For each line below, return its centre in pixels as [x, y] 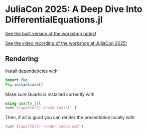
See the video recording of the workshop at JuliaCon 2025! [66, 43]
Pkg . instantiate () [24, 85]
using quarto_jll [23, 103]
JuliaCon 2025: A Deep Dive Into [74, 9]
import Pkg [16, 80]
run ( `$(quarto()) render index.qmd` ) [44, 127]
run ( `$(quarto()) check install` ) [41, 108]
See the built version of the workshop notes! [51, 33]
